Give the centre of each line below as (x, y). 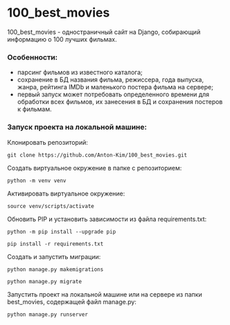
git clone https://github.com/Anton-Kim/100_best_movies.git (97, 155)
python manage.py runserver (48, 314)
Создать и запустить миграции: (54, 256)
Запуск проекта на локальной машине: (77, 128)
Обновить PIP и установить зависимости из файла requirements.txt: (107, 219)
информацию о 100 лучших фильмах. (62, 39)
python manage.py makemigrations (55, 269)
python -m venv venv (37, 181)
